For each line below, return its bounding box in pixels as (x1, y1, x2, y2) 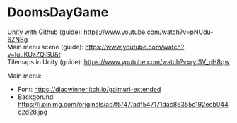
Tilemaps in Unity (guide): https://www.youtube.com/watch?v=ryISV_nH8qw (7, 57, 230, 66)
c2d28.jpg (17, 107, 48, 116)
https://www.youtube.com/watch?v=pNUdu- (83, 28, 214, 36)
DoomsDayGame (7, 4, 109, 20)
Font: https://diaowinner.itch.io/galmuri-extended (17, 85, 161, 93)
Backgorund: (17, 93, 55, 101)
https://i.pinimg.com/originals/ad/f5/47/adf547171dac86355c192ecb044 (17, 100, 229, 108)
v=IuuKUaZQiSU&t (7, 50, 62, 59)
